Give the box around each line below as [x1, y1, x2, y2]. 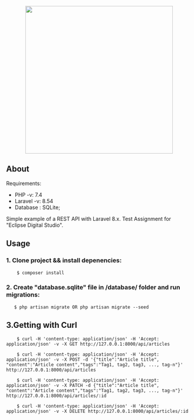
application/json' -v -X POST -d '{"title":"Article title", [6, 356, 160, 363]
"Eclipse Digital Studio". [6, 222, 64, 229]
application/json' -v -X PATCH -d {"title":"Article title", [6, 382, 160, 388]
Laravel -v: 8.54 [14, 197, 54, 204]
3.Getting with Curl [6, 320, 78, 330]
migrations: [6, 291, 40, 299]
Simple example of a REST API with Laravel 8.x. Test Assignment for [6, 215, 172, 222]
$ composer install [17, 269, 65, 276]
